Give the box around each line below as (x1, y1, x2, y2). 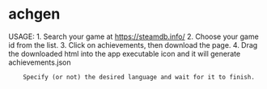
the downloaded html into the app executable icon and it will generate (8, 49, 241, 58)
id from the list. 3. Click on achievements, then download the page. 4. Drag (8, 40, 258, 49)
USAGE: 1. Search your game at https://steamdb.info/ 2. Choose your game (8, 32, 259, 41)
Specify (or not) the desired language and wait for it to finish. (23, 73, 255, 81)
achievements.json (8, 57, 71, 67)
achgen (8, 5, 61, 23)
